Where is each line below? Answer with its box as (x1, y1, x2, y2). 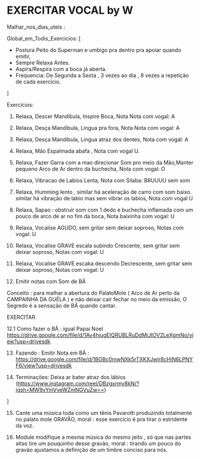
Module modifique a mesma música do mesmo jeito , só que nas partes (15, 433, 192, 441)
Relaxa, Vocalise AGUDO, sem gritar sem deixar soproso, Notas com (15, 224, 184, 231)
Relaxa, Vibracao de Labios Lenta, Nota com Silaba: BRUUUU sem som (15, 176, 190, 184)
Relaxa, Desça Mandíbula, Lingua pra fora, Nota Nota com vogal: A (15, 124, 180, 131)
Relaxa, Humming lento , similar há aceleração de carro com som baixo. (15, 188, 192, 196)
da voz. (15, 421, 34, 429)
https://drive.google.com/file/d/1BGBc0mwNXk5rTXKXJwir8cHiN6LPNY (15, 355, 193, 362)
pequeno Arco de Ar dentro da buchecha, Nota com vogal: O (15, 165, 165, 172)
